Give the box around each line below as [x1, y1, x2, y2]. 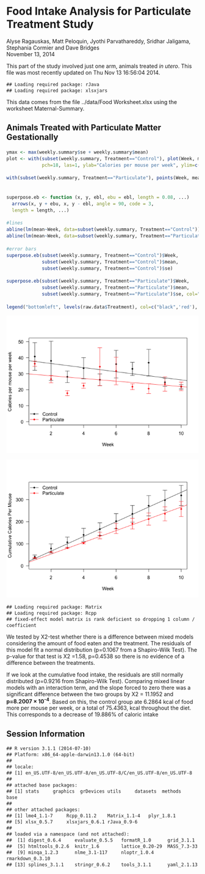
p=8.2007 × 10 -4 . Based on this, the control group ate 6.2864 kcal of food [6, 697, 193, 705]
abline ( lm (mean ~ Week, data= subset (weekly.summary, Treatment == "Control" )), [6, 226, 203, 233]
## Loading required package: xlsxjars [6, 87, 108, 94]
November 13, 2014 [6, 50, 55, 57]
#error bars [6, 246, 37, 252]
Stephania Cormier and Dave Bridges [6, 44, 99, 51]
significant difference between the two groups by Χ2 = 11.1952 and [6, 690, 174, 698]
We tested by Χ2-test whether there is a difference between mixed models [6, 633, 194, 640]
